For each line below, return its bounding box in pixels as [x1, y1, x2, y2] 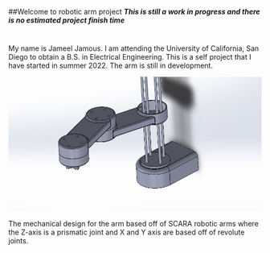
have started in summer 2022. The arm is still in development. [8, 60, 213, 71]
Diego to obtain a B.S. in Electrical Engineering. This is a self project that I [8, 52, 252, 62]
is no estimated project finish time [8, 15, 125, 25]
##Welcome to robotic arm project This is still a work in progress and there [8, 7, 260, 16]
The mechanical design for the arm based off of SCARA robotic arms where [8, 219, 259, 229]
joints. [8, 236, 29, 246]
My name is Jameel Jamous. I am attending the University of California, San [8, 44, 260, 53]
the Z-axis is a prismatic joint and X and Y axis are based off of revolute [8, 227, 245, 237]
